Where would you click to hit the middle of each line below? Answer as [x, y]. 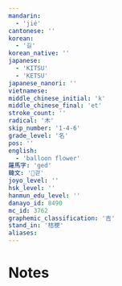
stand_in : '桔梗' [36, 226]
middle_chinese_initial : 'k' [57, 98]
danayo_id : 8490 [35, 203]
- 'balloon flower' [48, 158]
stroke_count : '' [37, 114]
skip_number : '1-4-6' [45, 128]
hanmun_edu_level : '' [45, 195]
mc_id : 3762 [28, 210]
